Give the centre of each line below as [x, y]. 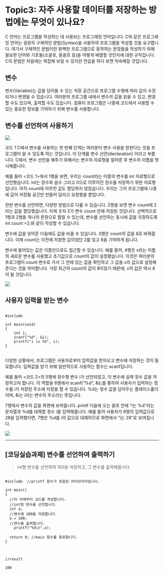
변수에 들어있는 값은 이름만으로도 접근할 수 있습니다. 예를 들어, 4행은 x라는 [76, 250]
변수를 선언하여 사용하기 [39, 126]
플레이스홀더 [146, 389]
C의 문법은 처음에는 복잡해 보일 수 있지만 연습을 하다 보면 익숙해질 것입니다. [77, 61]
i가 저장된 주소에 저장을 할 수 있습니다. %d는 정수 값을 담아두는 [74, 389]
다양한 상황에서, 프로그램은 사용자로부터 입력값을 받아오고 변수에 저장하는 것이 [79, 360]
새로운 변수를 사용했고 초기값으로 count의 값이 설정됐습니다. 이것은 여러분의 [82, 256]
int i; [20, 333]
